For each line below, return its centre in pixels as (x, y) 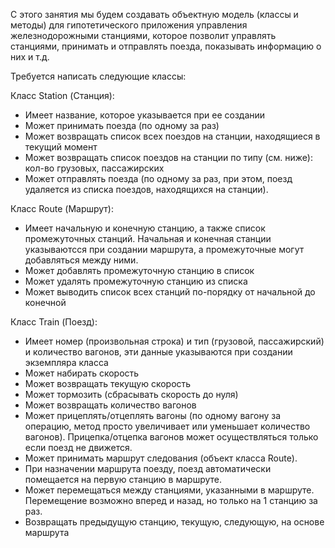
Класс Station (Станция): (62, 95)
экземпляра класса (66, 362)
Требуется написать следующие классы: (98, 76)
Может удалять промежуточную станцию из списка (136, 281)
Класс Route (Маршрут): (62, 208)
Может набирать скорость (82, 373)
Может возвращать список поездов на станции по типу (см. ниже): (169, 157)
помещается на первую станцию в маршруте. (123, 479)
